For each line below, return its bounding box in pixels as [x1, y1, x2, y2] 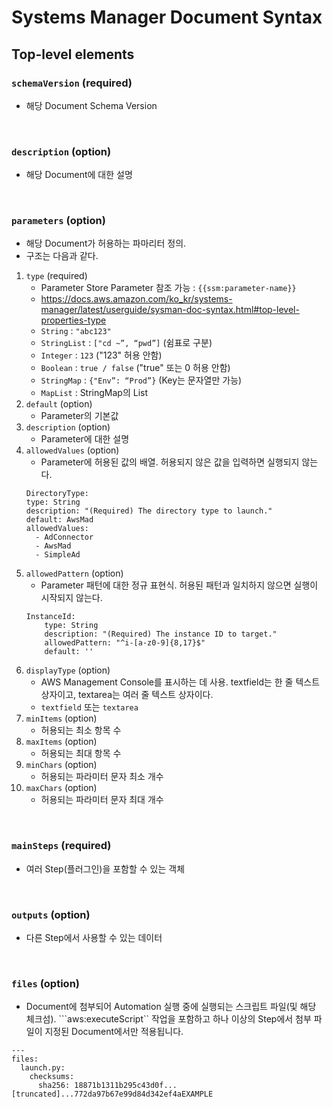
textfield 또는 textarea [40, 701, 139, 713]
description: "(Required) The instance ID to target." [44, 629, 278, 640]
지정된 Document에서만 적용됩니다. [44, 1026, 184, 1038]
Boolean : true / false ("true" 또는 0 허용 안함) [40, 362, 231, 374]
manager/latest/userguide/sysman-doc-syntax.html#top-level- [40, 304, 300, 316]
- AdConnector [35, 532, 94, 543]
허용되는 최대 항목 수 [40, 747, 122, 760]
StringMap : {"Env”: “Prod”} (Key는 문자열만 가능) [40, 374, 243, 386]
